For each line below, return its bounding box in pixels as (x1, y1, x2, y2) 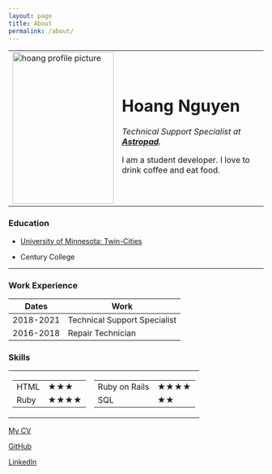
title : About (8, 19, 53, 28)
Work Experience (8, 280, 79, 291)
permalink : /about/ (8, 27, 74, 35)
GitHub (8, 442, 32, 451)
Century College (19, 252, 75, 262)
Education (8, 218, 50, 229)
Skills (8, 352, 31, 363)
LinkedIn (8, 457, 37, 467)
